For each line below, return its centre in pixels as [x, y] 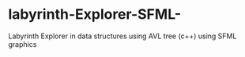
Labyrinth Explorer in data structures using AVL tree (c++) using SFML [122, 36]
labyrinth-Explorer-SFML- [95, 14]
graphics [23, 44]
